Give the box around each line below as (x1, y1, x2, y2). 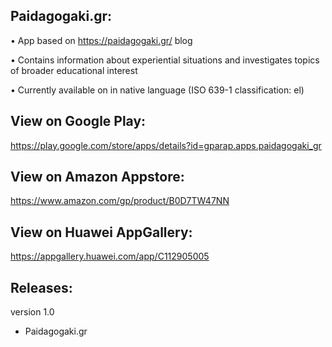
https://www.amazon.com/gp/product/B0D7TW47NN (10, 195, 230, 207)
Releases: (10, 279, 73, 296)
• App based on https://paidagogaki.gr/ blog (10, 34, 193, 46)
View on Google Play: (10, 113, 147, 130)
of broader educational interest (10, 64, 138, 76)
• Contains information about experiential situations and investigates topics (10, 54, 320, 66)
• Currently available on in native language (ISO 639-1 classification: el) (10, 84, 305, 96)
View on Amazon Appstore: (10, 169, 185, 186)
